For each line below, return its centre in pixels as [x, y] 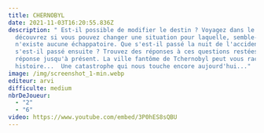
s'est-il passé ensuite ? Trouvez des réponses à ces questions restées [137, 52]
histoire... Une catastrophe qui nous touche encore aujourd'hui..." [133, 66]
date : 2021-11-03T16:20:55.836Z [61, 23]
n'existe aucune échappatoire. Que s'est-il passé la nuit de [119, 45]
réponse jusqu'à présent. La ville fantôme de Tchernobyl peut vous [130, 59]
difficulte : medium [40, 88]
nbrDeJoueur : [29, 95]
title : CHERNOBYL [37, 15]
